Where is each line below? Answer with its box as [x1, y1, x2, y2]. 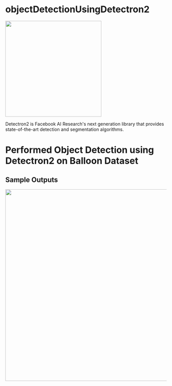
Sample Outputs [5, 175, 58, 184]
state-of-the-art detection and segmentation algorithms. [5, 126, 124, 132]
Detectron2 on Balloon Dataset [5, 155, 139, 167]
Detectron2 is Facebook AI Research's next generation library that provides [5, 121, 164, 127]
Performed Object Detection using [5, 144, 155, 156]
